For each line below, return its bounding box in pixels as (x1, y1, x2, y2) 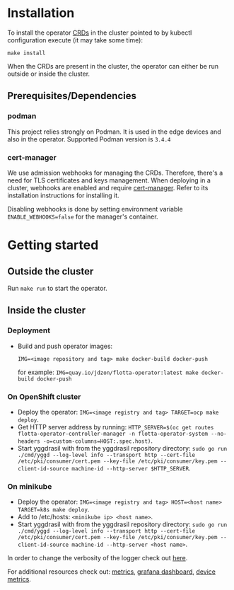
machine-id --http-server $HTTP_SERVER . (71, 463, 191, 472)
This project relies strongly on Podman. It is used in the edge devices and (7, 127, 221, 136)
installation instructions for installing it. (7, 191, 119, 199)
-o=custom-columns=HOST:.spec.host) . (43, 436, 153, 445)
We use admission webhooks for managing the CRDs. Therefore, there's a (7, 168, 223, 177)
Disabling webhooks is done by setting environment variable (7, 204, 183, 213)
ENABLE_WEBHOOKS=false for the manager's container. (7, 212, 158, 221)
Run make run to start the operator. (7, 284, 107, 292)
